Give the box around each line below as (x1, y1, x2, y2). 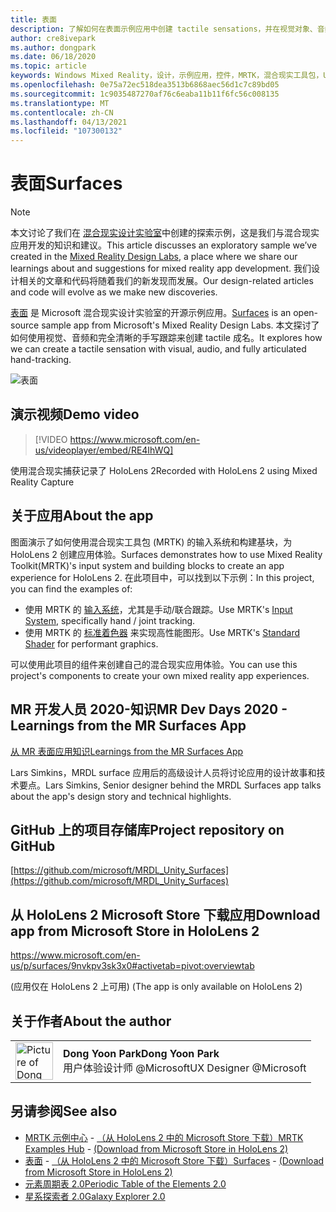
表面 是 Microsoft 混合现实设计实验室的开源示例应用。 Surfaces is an (10, 307, 292, 319)
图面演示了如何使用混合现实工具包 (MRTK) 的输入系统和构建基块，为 (10, 536, 293, 548)
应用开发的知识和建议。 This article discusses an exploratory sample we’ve (10, 239, 318, 251)
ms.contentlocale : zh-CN (10, 107, 114, 118)
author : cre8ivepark (10, 33, 97, 43)
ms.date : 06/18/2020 (10, 52, 97, 62)
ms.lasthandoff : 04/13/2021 (10, 117, 128, 127)
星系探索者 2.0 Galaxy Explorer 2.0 (24, 1190, 166, 1202)
